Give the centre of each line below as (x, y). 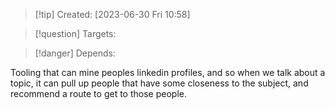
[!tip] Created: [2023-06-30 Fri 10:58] (112, 14)
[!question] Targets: (75, 33)
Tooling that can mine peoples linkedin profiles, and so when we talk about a (168, 72)
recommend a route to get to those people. (98, 93)
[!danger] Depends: (75, 53)
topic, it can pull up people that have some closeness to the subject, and (159, 83)
